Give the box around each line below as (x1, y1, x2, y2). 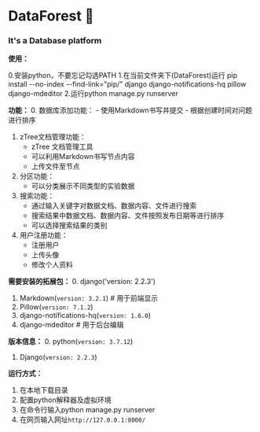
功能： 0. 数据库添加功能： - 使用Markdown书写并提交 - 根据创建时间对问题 (8, 105, 253, 115)
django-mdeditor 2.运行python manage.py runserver (8, 89, 178, 98)
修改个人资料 (31, 260, 73, 270)
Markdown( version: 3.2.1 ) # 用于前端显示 (19, 294, 159, 303)
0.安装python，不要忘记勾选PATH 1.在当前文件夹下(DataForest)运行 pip (8, 71, 238, 80)
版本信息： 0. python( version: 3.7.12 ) (8, 337, 134, 346)
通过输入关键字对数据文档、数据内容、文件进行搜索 (31, 201, 197, 211)
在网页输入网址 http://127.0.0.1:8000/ (19, 415, 146, 424)
